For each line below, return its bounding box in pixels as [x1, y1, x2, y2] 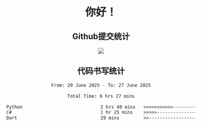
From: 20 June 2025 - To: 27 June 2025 [50, 82, 151, 88]
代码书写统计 [77, 66, 125, 76]
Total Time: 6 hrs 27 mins [67, 93, 135, 99]
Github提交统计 [72, 31, 130, 41]
